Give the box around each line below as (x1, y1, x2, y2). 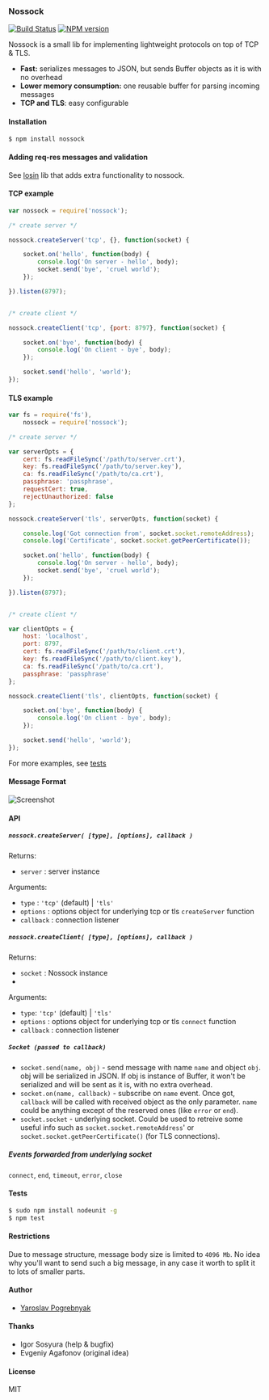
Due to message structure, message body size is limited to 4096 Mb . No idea (8, 1249, 261, 1259)
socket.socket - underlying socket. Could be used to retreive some (19, 1114, 244, 1124)
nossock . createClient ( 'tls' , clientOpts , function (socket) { (8, 692, 219, 700)
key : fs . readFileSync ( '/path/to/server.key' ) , (23, 462, 183, 470)
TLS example (8, 393, 53, 403)
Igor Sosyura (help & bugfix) (19, 1339, 115, 1349)
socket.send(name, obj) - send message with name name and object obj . (19, 1062, 261, 1072)
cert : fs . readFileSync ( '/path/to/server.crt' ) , (23, 455, 186, 463)
